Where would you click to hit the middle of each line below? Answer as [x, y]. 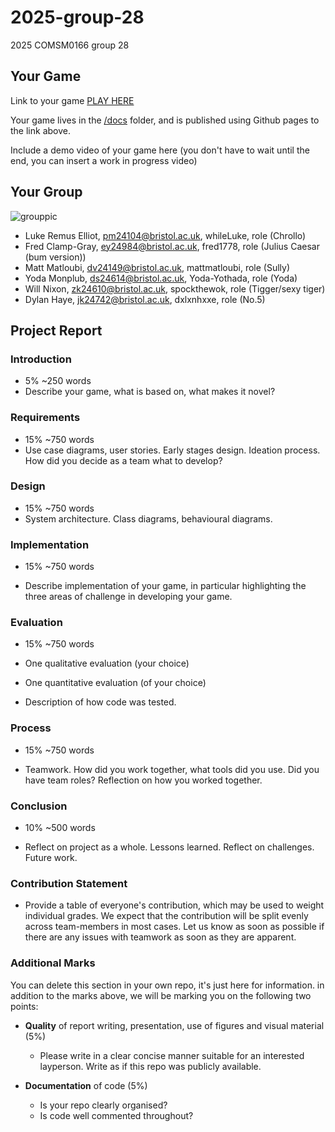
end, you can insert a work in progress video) [104, 160]
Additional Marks [53, 963]
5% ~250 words [58, 381]
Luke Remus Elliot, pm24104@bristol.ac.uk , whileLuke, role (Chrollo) [165, 235]
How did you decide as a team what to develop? [123, 460]
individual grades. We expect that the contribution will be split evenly [166, 916]
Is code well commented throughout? [116, 1115]
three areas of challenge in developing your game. [128, 597]
